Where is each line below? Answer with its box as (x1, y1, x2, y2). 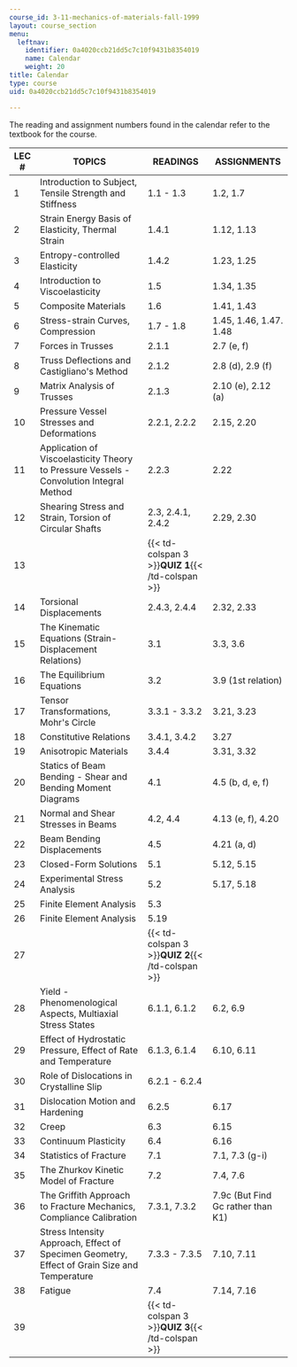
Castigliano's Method (39, 365, 128, 377)
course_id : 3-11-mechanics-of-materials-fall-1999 (9, 12, 200, 22)
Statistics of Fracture (39, 1149, 126, 1161)
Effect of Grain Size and (39, 1259, 139, 1271)
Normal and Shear (39, 807, 116, 819)
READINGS (152, 155, 199, 167)
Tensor (39, 694, 69, 706)
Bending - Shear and (39, 770, 128, 782)
